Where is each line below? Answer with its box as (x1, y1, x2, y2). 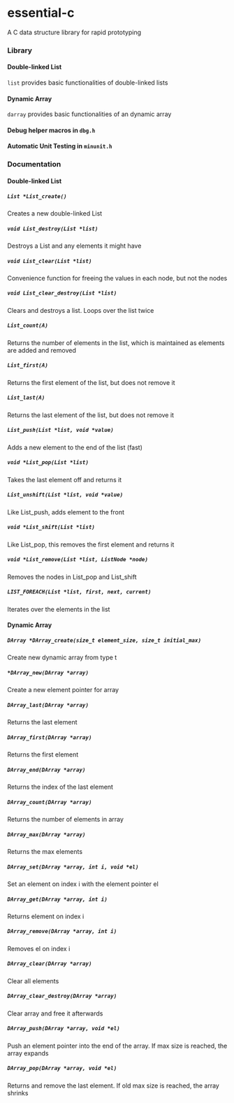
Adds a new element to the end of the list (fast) (7, 443, 143, 451)
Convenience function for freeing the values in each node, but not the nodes (7, 274, 228, 282)
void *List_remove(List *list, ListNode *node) (7, 556, 149, 563)
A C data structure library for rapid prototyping (7, 28, 142, 36)
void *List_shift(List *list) (7, 524, 96, 531)
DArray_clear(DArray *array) (7, 960, 92, 967)
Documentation (7, 160, 61, 169)
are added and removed (7, 346, 77, 354)
